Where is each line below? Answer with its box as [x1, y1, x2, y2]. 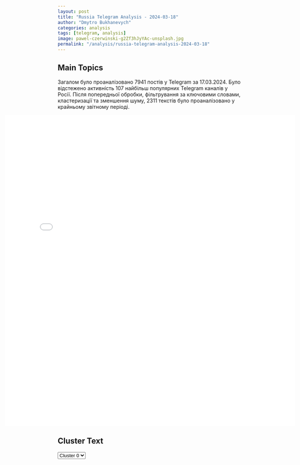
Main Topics [57, 63, 103, 73]
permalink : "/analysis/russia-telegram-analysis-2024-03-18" [57, 42, 210, 47]
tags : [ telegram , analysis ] [57, 30, 127, 36]
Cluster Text [57, 436, 104, 446]
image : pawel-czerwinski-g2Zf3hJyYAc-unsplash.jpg [57, 36, 184, 42]
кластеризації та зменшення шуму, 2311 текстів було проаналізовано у [57, 97, 235, 104]
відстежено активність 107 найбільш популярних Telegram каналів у [57, 84, 229, 91]
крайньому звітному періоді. [57, 103, 129, 110]
